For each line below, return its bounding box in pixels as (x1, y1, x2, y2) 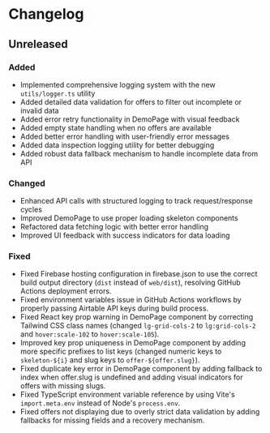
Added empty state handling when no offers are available (19, 122, 212, 132)
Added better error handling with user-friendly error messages (19, 131, 229, 141)
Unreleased (8, 37, 69, 51)
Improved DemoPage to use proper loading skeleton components (19, 213, 238, 223)
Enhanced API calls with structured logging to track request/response (19, 196, 253, 206)
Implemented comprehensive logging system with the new (19, 79, 216, 89)
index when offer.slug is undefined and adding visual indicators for (19, 372, 243, 382)
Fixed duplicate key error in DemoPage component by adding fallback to (19, 364, 263, 374)
